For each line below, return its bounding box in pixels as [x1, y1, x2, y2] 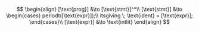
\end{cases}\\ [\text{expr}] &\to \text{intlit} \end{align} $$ [29, 18, 170, 25]
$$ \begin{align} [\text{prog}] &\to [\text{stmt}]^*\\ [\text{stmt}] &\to [16, 6, 183, 13]
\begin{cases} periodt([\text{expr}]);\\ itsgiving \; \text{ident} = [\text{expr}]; [6, 12, 193, 19]
